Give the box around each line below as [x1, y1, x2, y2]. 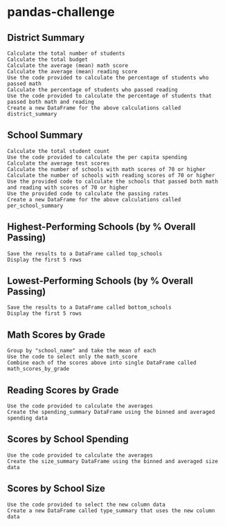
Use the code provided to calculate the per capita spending [7, 154, 188, 161]
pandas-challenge [7, 4, 116, 20]
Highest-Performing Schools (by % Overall [7, 221, 196, 233]
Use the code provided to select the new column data [7, 501, 166, 508]
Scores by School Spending [7, 433, 129, 445]
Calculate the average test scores [7, 160, 110, 167]
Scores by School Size [7, 482, 105, 495]
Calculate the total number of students [7, 50, 126, 57]
